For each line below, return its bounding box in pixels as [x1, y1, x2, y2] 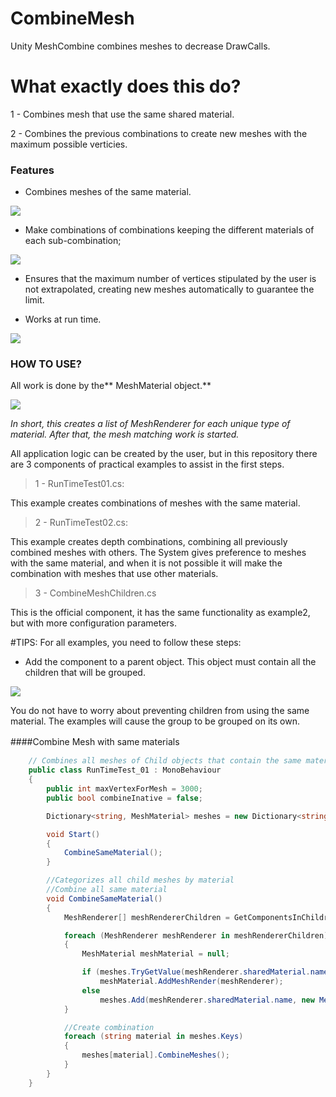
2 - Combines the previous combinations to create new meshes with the [10, 127, 308, 139]
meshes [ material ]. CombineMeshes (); [81, 1050, 230, 1061]
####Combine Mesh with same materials [10, 736, 180, 748]
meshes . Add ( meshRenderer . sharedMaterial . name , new [99, 995, 315, 1005]
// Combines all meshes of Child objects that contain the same [28, 756, 302, 766]
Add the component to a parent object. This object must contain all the [24, 656, 317, 668]
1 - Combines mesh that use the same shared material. [10, 108, 235, 120]
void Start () [46, 829, 101, 839]
